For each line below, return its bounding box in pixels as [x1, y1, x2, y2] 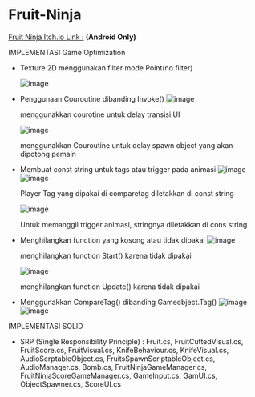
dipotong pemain [19, 149, 76, 158]
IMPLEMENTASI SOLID [8, 321, 83, 331]
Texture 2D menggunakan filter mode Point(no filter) [19, 62, 193, 73]
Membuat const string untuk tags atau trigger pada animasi [19, 164, 217, 174]
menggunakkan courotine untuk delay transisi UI [19, 110, 180, 119]
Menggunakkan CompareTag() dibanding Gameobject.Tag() [19, 297, 217, 307]
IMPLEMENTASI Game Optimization [8, 47, 126, 57]
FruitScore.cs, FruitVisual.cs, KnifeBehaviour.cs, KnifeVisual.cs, [19, 345, 229, 355]
